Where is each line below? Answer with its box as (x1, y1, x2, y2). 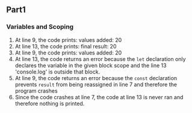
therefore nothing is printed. (14, 100, 85, 107)
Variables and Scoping (6, 23, 74, 31)
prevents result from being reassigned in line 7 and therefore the (14, 81, 178, 88)
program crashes (14, 87, 58, 94)
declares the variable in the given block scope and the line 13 (14, 62, 167, 69)
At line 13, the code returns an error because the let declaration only (14, 55, 186, 62)
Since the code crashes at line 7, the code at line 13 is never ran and (14, 93, 184, 100)
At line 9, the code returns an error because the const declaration (14, 74, 178, 81)
